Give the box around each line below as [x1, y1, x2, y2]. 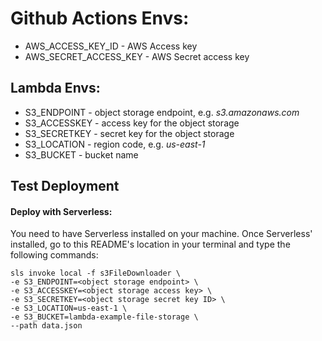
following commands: [10, 249, 99, 261]
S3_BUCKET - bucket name [24, 148, 139, 161]
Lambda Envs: [10, 80, 101, 97]
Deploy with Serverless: [10, 205, 113, 217]
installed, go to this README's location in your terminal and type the [10, 238, 291, 251]
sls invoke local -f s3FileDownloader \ [10, 268, 182, 279]
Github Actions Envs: [10, 7, 190, 30]
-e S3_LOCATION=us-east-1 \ [10, 303, 128, 314]
